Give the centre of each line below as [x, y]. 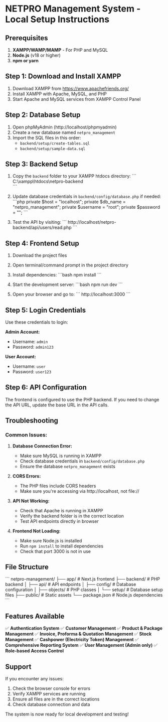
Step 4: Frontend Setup [42, 243]
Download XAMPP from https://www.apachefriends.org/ [70, 88]
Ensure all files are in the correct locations [56, 699]
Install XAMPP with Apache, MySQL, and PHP [59, 94]
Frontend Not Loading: [36, 531]
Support [18, 667]
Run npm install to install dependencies [62, 546]
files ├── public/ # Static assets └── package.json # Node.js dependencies [84, 595]
